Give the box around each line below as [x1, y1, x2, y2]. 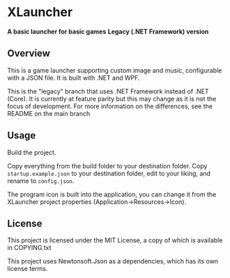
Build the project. [7, 148, 56, 156]
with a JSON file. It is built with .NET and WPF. [7, 73, 141, 82]
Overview [7, 47, 51, 59]
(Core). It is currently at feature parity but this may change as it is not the [7, 94, 217, 103]
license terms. [7, 265, 48, 273]
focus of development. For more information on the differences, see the [7, 102, 213, 110]
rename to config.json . [7, 176, 75, 185]
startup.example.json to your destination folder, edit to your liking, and [7, 169, 211, 177]
